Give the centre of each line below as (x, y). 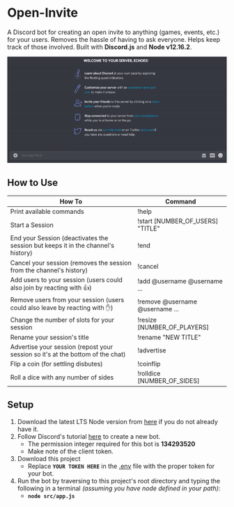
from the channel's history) (49, 270)
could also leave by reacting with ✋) (62, 308)
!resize (147, 320)
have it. (28, 429)
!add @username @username (180, 281)
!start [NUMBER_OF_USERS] (178, 221)
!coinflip (149, 364)
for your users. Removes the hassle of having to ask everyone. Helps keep (114, 39)
